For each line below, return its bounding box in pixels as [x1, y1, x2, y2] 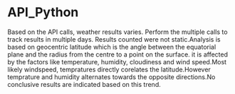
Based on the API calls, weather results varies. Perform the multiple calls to [7, 28, 228, 36]
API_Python [7, 4, 79, 20]
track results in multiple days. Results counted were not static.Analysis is [7, 35, 221, 43]
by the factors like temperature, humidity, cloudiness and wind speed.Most [7, 57, 226, 66]
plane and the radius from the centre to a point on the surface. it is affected [7, 50, 229, 59]
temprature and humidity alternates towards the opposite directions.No [7, 72, 216, 81]
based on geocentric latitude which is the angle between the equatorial [7, 42, 216, 51]
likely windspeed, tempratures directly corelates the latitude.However [7, 65, 211, 74]
